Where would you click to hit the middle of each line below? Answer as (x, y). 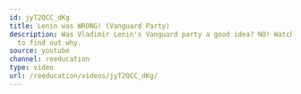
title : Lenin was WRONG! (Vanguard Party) (90, 26)
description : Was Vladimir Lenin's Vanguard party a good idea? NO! (140, 34)
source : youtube (39, 51)
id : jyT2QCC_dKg (39, 17)
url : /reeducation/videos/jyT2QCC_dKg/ (84, 76)
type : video (31, 68)
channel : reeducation (50, 59)
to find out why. (50, 43)
